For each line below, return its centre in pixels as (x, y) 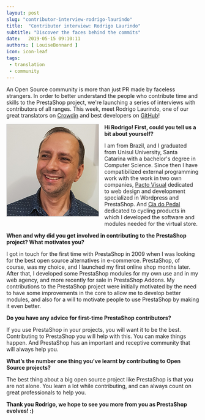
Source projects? (28, 367)
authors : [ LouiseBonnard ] (42, 45)
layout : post (23, 13)
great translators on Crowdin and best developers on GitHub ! (83, 115)
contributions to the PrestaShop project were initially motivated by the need (102, 286)
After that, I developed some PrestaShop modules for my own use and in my (102, 273)
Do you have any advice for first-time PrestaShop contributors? (89, 318)
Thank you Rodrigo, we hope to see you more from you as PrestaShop (97, 404)
